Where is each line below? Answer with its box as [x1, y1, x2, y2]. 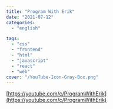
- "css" [11, 41, 31, 47]
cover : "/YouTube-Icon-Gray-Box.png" [6, 74, 99, 80]
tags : [6, 36, 19, 42]
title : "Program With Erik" [6, 8, 75, 15]
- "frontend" [11, 47, 44, 53]
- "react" [11, 63, 35, 69]
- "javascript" [11, 57, 49, 64]
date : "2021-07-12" [6, 14, 54, 20]
